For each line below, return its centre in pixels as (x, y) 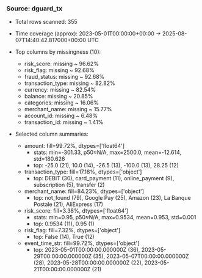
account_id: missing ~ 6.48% (61, 116)
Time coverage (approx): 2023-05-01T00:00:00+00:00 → (88, 34)
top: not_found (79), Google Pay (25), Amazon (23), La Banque (112, 198)
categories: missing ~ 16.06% (62, 103)
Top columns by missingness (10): (58, 52)
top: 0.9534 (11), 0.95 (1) (64, 224)
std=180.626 (49, 159)
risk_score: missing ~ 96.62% (62, 64)
